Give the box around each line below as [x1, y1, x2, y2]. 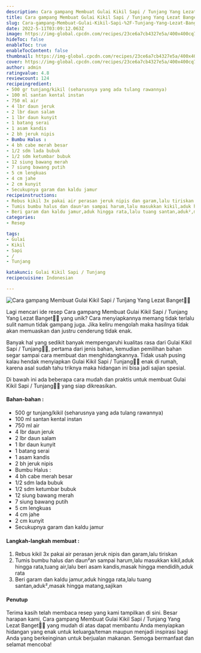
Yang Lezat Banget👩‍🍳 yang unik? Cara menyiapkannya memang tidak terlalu [6, 315, 194, 322]
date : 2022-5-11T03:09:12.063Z [6, 25, 84, 32]
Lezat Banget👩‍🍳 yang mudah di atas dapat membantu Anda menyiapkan [6, 622, 185, 629]
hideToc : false [6, 36, 44, 42]
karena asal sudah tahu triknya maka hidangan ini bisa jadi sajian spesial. [6, 364, 186, 371]
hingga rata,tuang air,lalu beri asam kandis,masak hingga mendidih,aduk [14, 563, 193, 570]
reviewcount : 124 [6, 75, 50, 81]
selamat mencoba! [6, 641, 52, 648]
